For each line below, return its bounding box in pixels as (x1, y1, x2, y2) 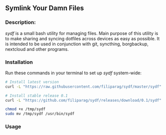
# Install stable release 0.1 (5, 93, 68, 98)
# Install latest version (5, 79, 59, 84)
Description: (5, 19, 36, 26)
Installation (5, 58, 33, 65)
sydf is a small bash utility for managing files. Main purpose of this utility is (5, 30, 159, 36)
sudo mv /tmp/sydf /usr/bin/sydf (5, 112, 75, 117)
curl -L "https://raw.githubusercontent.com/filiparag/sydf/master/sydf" (5, 84, 162, 89)
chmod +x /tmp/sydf (5, 107, 46, 112)
